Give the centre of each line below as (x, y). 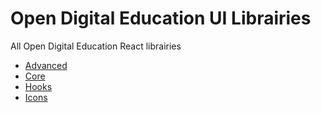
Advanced (46, 65)
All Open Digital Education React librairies (96, 46)
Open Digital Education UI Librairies (161, 18)
